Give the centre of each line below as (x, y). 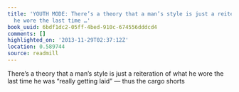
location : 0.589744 (36, 47)
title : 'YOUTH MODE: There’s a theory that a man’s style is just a (111, 14)
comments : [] (27, 34)
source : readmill (33, 54)
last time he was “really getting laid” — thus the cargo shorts (96, 81)
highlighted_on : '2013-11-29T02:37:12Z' (68, 40)
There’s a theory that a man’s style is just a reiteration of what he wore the (116, 73)
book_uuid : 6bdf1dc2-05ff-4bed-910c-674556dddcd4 (83, 27)
